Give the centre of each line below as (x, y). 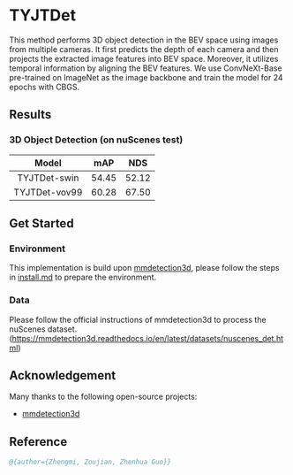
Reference (38, 442)
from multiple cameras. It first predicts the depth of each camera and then (144, 49)
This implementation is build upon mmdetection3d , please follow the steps (144, 268)
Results (30, 115)
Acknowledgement (63, 375)
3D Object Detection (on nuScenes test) (96, 140)
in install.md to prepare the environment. (83, 277)
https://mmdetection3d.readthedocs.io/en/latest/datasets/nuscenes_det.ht (148, 338)
